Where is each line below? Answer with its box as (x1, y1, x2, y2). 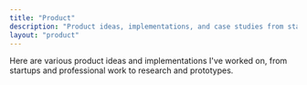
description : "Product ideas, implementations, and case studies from (9, 22, 284, 31)
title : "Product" (9, 13, 76, 23)
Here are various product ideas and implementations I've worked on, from (9, 56, 288, 67)
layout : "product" (9, 30, 79, 39)
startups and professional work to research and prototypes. (9, 65, 234, 76)
